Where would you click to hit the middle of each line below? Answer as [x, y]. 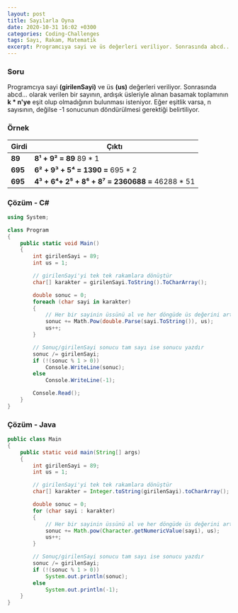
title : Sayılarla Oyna [41, 21]
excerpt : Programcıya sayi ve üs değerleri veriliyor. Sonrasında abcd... [120, 47]
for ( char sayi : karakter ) [74, 511]
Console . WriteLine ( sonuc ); [85, 367]
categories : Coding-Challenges [53, 34]
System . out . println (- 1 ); [82, 590]
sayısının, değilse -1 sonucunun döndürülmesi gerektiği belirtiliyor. [103, 110]
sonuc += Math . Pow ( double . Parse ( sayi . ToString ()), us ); [129, 322]
